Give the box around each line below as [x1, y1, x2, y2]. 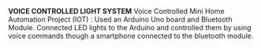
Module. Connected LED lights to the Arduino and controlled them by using [8, 23, 252, 32]
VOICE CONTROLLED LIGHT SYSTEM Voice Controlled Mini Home [8, 7, 225, 15]
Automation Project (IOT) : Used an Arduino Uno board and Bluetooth [8, 15, 233, 24]
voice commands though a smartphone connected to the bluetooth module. [8, 31, 254, 40]
